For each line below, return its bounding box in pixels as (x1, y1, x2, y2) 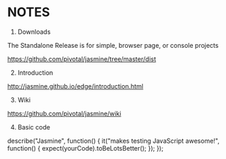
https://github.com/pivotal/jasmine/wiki (7, 109, 121, 117)
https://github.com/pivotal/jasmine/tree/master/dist (7, 54, 157, 63)
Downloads (17, 27, 51, 36)
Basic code (17, 122, 51, 131)
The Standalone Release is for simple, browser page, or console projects (7, 41, 219, 49)
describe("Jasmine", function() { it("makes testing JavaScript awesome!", (7, 136, 220, 145)
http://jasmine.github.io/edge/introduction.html (7, 82, 143, 90)
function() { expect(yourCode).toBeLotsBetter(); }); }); (7, 144, 164, 152)
